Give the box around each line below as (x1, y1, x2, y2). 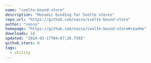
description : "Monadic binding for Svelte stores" (5, 12, 115, 17)
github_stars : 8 (5, 41, 40, 46)
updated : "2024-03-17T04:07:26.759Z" (5, 36, 85, 41)
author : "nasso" (5, 21, 40, 27)
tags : (5, 45, 17, 50)
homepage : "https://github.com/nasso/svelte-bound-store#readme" (5, 26, 146, 31)
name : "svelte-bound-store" (5, 7, 65, 13)
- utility (10, 50, 31, 55)
